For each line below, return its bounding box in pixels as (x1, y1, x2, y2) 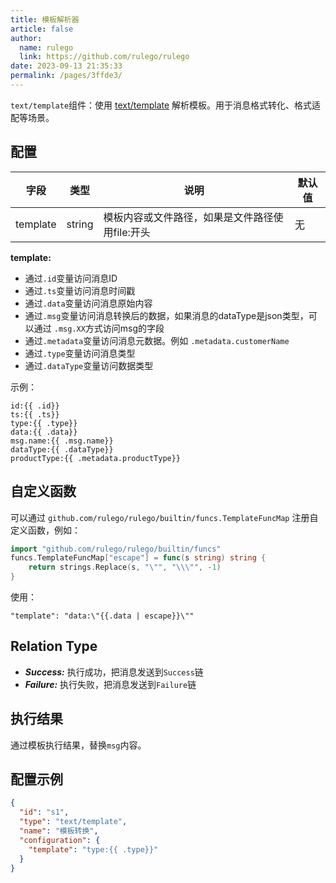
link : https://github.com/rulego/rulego (19, 52, 190, 62)
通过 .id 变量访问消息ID (24, 272, 118, 284)
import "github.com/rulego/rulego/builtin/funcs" (10, 544, 222, 554)
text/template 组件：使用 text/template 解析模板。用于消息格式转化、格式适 (10, 99, 322, 111)
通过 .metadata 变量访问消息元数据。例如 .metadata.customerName (24, 334, 290, 346)
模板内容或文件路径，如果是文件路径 (103, 210, 274, 224)
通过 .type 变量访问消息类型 (24, 347, 136, 359)
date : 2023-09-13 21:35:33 (10, 61, 123, 71)
